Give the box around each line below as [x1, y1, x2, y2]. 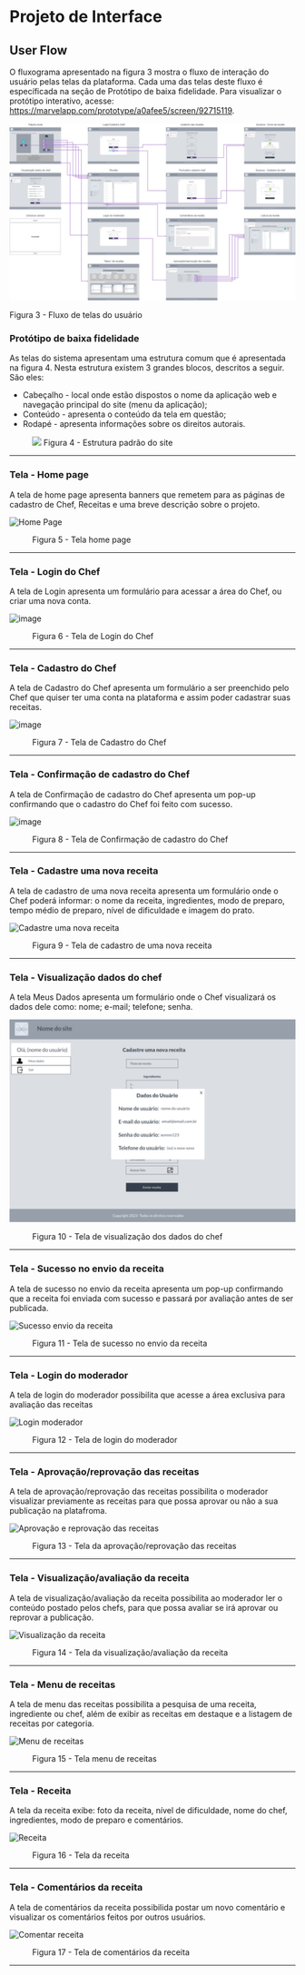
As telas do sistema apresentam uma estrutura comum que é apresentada [9, 352, 286, 364]
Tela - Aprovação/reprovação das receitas [9, 1465, 200, 1477]
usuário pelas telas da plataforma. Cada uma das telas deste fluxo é [9, 76, 263, 87]
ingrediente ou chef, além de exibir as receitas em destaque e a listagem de [9, 1708, 293, 1719]
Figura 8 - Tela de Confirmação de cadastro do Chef [32, 834, 229, 844]
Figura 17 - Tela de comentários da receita [32, 1946, 191, 1958]
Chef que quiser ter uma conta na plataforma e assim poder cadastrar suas [9, 692, 291, 703]
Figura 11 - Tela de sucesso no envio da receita [32, 1338, 208, 1348]
